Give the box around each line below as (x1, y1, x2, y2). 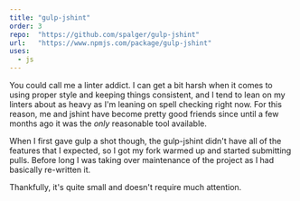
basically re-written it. (9, 164, 91, 175)
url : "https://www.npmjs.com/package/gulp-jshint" (9, 38, 212, 48)
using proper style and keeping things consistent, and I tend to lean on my (9, 89, 286, 100)
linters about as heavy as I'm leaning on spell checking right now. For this (9, 99, 283, 109)
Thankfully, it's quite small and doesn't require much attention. (9, 182, 242, 192)
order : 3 (9, 22, 42, 31)
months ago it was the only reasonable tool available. (9, 118, 208, 129)
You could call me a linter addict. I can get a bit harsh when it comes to (9, 80, 273, 90)
